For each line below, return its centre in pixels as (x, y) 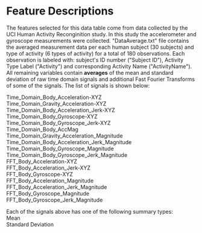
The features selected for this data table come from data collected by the (97, 28)
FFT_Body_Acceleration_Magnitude (50, 180)
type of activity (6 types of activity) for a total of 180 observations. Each (96, 53)
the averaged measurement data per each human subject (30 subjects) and (100, 47)
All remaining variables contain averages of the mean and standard (90, 72)
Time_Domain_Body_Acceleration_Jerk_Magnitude (69, 142)
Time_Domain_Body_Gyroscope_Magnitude (60, 148)
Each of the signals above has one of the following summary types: (90, 211)
